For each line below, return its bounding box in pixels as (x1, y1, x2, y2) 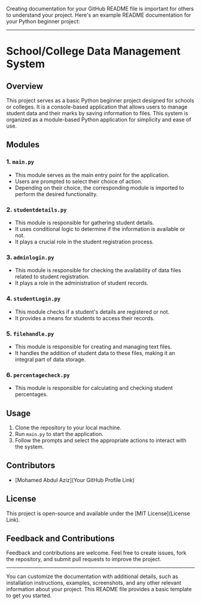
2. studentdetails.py (6, 205, 67, 213)
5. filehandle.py (6, 329, 54, 338)
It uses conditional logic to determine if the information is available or (14, 225, 185, 233)
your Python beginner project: (6, 18, 80, 25)
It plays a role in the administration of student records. (14, 279, 148, 287)
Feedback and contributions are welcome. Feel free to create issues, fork (6, 549, 187, 556)
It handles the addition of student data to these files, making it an (14, 349, 175, 356)
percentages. (14, 391, 48, 398)
